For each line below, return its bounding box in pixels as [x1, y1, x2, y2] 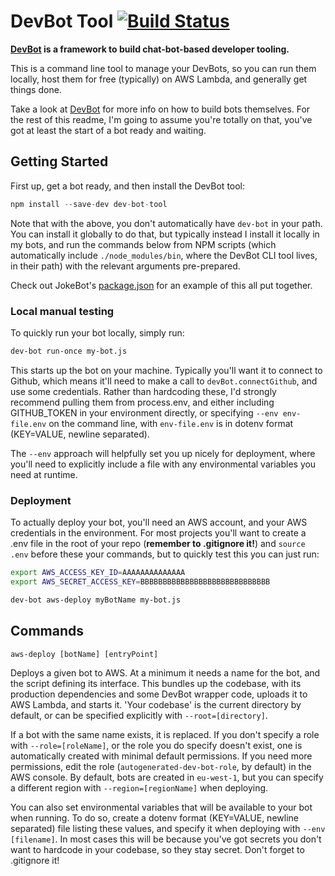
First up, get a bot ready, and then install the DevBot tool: [10, 180, 246, 192]
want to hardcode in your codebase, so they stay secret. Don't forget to [10, 843, 305, 855]
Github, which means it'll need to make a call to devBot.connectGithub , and [10, 375, 318, 387]
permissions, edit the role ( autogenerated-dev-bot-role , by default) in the [10, 760, 312, 772]
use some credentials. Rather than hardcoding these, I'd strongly [10, 385, 277, 397]
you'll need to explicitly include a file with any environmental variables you [10, 458, 317, 470]
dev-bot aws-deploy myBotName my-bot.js [10, 595, 182, 605]
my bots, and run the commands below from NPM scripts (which [10, 238, 277, 250]
